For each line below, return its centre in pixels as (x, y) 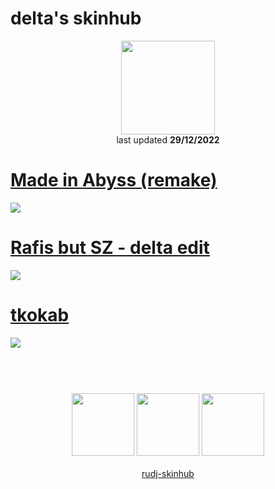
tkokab (40, 315)
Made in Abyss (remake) (114, 180)
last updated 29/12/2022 (168, 139)
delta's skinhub (76, 18)
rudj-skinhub (168, 473)
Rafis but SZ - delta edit (110, 248)
